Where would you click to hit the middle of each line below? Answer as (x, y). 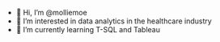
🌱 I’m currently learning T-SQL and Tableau (88, 29)
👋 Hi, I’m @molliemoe (51, 13)
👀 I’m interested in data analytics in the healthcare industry (114, 21)
